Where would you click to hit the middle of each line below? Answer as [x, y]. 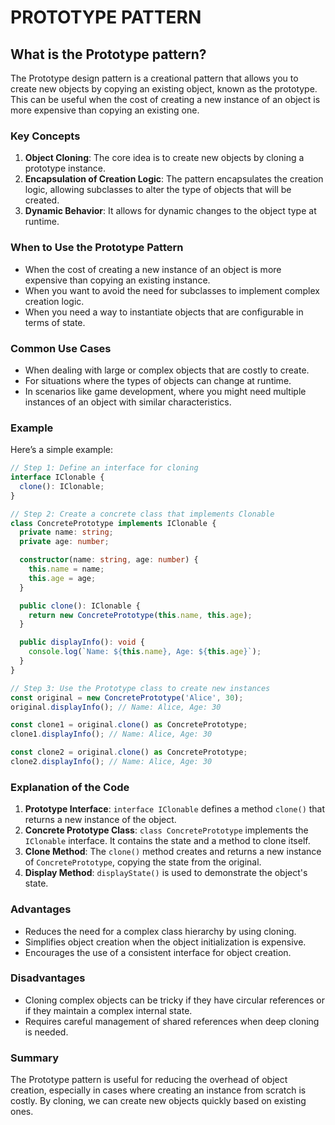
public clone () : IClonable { [80, 606]
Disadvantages [48, 978]
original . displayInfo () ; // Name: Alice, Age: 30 [116, 707]
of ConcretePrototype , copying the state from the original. [143, 862]
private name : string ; [66, 532]
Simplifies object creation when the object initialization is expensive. [165, 942]
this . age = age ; [62, 578]
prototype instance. [65, 168]
